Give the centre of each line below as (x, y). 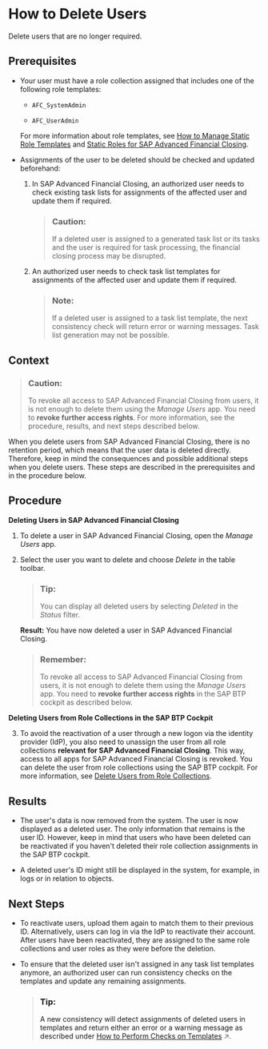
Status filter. (60, 615)
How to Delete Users (78, 14)
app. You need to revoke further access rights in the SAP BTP (143, 694)
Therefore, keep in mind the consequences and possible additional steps (128, 459)
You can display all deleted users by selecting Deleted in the (139, 606)
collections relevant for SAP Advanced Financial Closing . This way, (132, 750)
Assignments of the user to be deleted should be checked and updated (137, 159)
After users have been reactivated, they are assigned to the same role (135, 940)
